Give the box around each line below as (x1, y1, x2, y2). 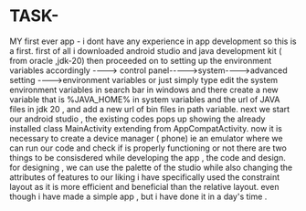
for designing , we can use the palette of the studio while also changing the (9, 162, 293, 173)
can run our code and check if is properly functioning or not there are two (9, 142, 288, 153)
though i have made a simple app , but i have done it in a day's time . (9, 191, 268, 202)
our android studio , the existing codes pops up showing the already (9, 113, 266, 124)
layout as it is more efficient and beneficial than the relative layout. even (9, 181, 280, 192)
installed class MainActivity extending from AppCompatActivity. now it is (9, 122, 283, 133)
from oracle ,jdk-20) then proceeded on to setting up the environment (9, 55, 272, 66)
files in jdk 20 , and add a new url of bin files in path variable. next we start (9, 103, 290, 114)
